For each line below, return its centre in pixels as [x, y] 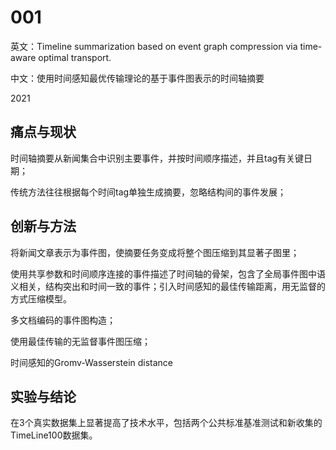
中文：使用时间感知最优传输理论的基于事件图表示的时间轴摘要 [137, 78]
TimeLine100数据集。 [54, 435]
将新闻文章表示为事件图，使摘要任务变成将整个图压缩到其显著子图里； [155, 252]
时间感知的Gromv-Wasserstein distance [92, 362]
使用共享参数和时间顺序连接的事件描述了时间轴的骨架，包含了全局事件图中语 [168, 273]
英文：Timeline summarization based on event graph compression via [154, 46]
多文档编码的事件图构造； [63, 320]
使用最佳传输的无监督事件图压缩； [80, 341]
